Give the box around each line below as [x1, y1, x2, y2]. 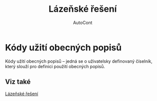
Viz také [5, 77, 31, 86]
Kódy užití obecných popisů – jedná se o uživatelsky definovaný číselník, [5, 58, 153, 64]
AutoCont [73, 20, 93, 25]
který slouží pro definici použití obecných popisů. [5, 63, 105, 69]
